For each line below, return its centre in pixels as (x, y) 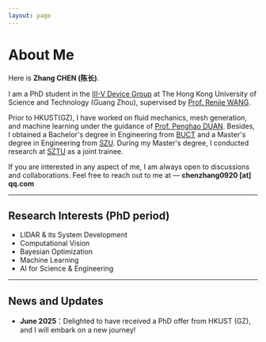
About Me (41, 54)
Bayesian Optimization (56, 252)
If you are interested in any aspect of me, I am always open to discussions (129, 167)
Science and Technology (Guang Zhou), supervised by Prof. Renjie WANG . (129, 102)
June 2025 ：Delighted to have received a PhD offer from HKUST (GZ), (135, 321)
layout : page (30, 15)
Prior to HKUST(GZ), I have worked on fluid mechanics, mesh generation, (128, 117)
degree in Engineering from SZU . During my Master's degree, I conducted (129, 143)
